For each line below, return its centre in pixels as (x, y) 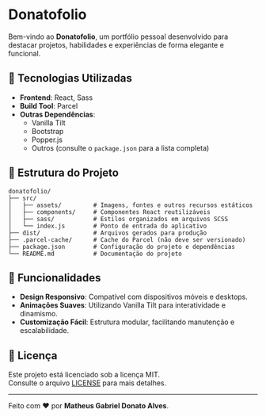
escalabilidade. (44, 331)
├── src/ (23, 198)
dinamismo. (38, 314)
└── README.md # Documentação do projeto (95, 254)
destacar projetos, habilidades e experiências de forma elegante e (116, 44)
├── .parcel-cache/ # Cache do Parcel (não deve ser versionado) (127, 239)
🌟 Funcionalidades (55, 278)
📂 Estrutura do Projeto (63, 173)
